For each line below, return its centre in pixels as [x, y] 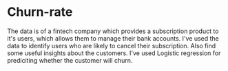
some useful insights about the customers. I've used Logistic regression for [114, 53]
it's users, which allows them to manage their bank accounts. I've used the [113, 38]
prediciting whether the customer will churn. [70, 60]
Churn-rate [40, 12]
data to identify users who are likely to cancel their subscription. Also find [112, 45]
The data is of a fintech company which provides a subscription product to [113, 31]
